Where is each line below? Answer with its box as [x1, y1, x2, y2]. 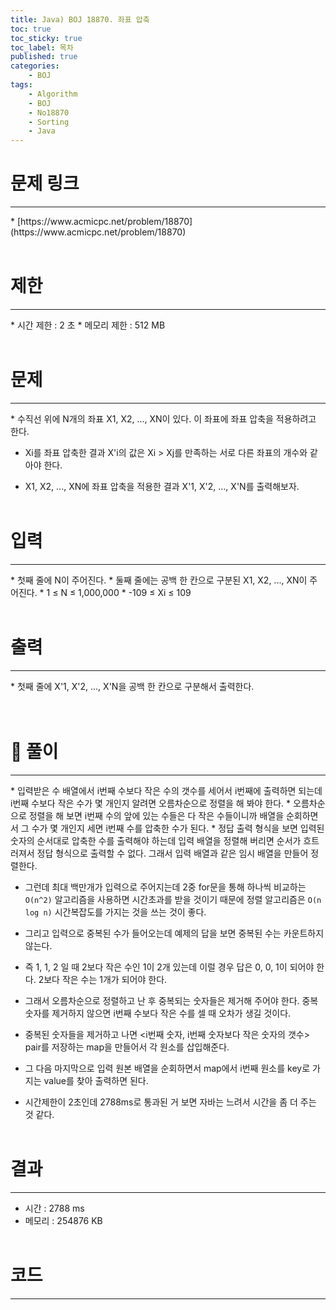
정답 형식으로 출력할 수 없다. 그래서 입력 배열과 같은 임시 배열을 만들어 [36, 847, 309, 859]
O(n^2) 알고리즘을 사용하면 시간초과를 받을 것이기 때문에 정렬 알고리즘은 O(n [24, 893, 322, 905]
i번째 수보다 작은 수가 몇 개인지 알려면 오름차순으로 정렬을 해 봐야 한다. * [10, 797, 292, 809]
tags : [10, 80, 33, 90]
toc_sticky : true [10, 33, 83, 43]
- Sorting [28, 117, 70, 127]
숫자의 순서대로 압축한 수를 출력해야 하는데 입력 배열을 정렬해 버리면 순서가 [10, 834, 302, 846]
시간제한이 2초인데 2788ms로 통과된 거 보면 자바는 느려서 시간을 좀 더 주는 [24, 1096, 317, 1108]
